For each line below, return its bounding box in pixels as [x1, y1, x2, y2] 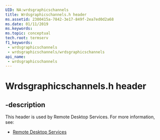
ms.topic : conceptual [5, 31, 51, 36]
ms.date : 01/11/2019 [5, 21, 49, 27]
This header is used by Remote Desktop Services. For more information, [5, 114, 155, 120]
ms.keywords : [5, 26, 33, 31]
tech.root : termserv [5, 36, 49, 41]
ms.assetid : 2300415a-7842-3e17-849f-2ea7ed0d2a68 [5, 17, 114, 22]
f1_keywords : [5, 40, 33, 45]
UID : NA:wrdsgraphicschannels [5, 7, 69, 13]
